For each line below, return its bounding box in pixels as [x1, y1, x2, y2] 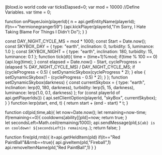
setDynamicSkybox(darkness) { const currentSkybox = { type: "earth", [5, 79, 146, 85]
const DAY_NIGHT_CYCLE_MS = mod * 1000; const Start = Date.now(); [5, 38, 147, 44]
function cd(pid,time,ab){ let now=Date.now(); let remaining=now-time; [5, 109, 147, 115]
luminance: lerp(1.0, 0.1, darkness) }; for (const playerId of [5, 90, 120, 95]
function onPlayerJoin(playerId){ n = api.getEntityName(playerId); [5, 19, 136, 24]
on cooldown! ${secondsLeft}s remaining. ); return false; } [5, 125, 121, 130]
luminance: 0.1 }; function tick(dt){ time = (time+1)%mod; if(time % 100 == [5, 54, 152, 60]
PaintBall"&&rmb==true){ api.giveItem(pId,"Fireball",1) [5, 139, 111, 145]
